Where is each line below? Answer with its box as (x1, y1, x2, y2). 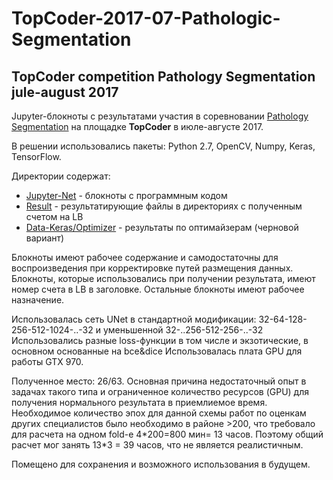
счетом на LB (25, 211, 84, 222)
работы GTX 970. (11, 356, 84, 367)
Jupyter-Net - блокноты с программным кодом (25, 190, 228, 201)
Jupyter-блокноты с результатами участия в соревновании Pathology (11, 110, 309, 122)
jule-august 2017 (11, 83, 119, 101)
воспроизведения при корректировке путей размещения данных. (11, 262, 294, 274)
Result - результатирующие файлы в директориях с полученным (25, 200, 303, 212)
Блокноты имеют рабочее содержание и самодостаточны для (11, 252, 279, 263)
